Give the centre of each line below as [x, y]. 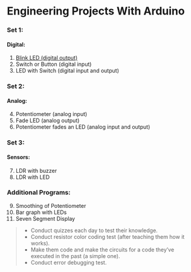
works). [40, 243]
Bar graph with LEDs [41, 212]
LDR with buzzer [36, 170]
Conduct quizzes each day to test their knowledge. [94, 230]
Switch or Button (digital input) [53, 64]
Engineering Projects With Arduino [96, 11]
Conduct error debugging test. [69, 262]
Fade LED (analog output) [47, 121]
